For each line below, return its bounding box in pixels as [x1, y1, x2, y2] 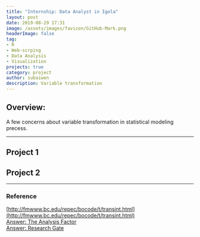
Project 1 [6, 147, 39, 157]
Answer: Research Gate [6, 225, 64, 232]
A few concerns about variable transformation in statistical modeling [6, 118, 174, 125]
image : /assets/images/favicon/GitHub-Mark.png [6, 25, 127, 31]
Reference [6, 192, 37, 200]
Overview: [6, 102, 46, 113]
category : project [6, 69, 52, 75]
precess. [6, 124, 28, 131]
